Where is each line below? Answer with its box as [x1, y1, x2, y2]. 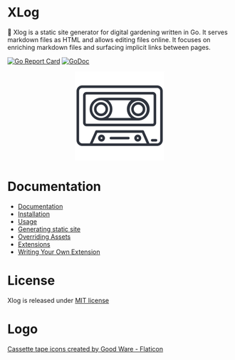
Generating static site [17, 225, 80, 233]
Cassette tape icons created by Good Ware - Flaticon [7, 344, 164, 353]
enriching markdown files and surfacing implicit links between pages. [7, 43, 211, 51]
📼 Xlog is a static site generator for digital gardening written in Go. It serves [7, 28, 228, 36]
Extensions [17, 240, 51, 248]
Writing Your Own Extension [17, 247, 101, 256]
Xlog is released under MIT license [7, 296, 110, 304]
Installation [17, 210, 51, 218]
